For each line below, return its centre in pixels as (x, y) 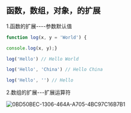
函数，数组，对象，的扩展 (53, 11)
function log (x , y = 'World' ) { (46, 37)
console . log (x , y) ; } (32, 48)
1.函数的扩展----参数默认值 (39, 26)
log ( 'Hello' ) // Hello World (42, 59)
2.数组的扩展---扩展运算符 (38, 92)
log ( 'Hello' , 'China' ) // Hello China (54, 70)
